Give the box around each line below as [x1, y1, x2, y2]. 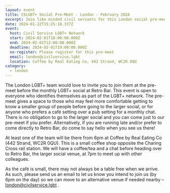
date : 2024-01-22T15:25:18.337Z [5, 21, 73, 27]
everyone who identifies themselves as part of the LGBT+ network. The [5, 93, 154, 99]
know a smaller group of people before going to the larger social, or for [5, 104, 153, 109]
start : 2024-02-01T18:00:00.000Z [10, 36, 80, 41]
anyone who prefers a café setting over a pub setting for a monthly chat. [5, 109, 156, 115]
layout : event [5, 7, 35, 13]
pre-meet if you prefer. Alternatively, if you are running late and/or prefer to [5, 119, 162, 125]
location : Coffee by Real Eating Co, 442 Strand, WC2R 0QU [10, 59, 137, 64]
